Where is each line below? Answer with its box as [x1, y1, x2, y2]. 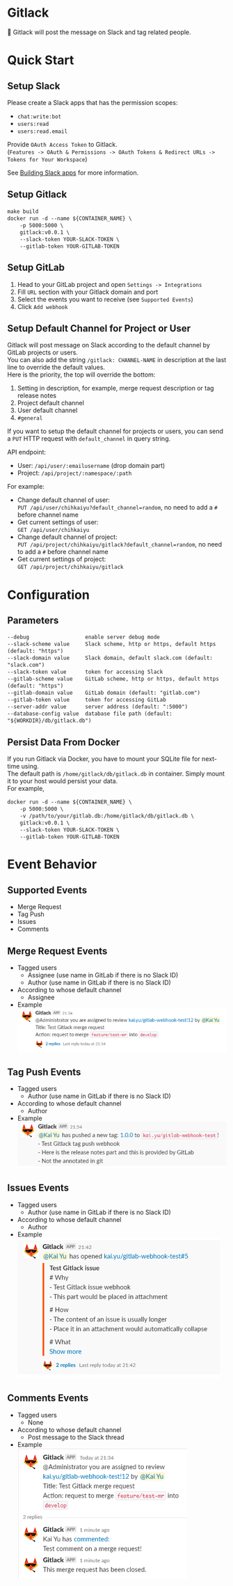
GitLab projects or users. [7, 348, 79, 356]
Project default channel [17, 399, 85, 407]
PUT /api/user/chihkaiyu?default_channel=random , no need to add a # [17, 503, 218, 512]
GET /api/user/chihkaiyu [17, 527, 90, 534]
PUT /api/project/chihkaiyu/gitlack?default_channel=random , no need [17, 540, 223, 549]
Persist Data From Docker [7, 736, 120, 748]
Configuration [7, 587, 90, 603]
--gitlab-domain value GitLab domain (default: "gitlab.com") [7, 689, 200, 697]
